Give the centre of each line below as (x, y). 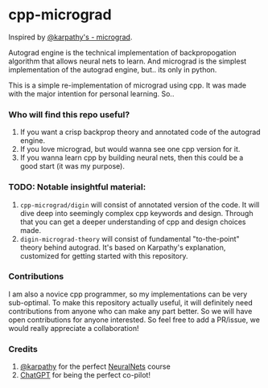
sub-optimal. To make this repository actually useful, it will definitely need (130, 302)
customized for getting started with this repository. (104, 255)
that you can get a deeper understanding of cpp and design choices (133, 222)
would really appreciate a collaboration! (74, 328)
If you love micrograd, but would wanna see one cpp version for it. (130, 149)
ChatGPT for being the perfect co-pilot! (85, 375)
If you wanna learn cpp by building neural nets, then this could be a (132, 157)
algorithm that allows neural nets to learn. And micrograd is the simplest (128, 61)
